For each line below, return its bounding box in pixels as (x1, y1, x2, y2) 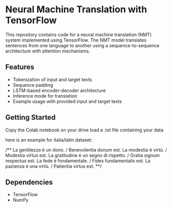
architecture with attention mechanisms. (5, 48, 91, 54)
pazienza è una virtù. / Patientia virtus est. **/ (5, 163, 102, 169)
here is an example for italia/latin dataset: (5, 137, 92, 143)
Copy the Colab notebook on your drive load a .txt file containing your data (5, 127, 164, 133)
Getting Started (5, 113, 56, 122)
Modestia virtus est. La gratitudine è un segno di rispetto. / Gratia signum (5, 152, 160, 158)
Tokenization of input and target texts (12, 76, 92, 83)
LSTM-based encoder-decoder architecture (12, 87, 106, 93)
